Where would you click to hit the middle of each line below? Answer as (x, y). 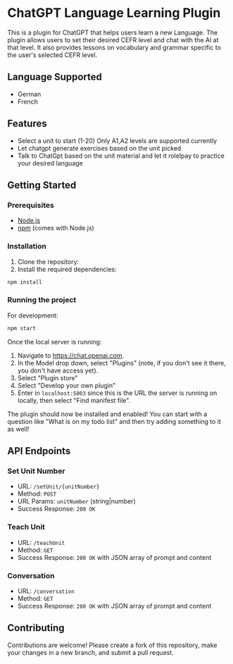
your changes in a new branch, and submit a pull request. (90, 652)
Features (27, 124)
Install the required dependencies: (67, 269)
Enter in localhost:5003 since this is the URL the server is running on (117, 393)
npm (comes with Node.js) (56, 228)
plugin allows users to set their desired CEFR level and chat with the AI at (113, 39)
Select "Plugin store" (48, 377)
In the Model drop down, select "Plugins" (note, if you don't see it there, (122, 363)
